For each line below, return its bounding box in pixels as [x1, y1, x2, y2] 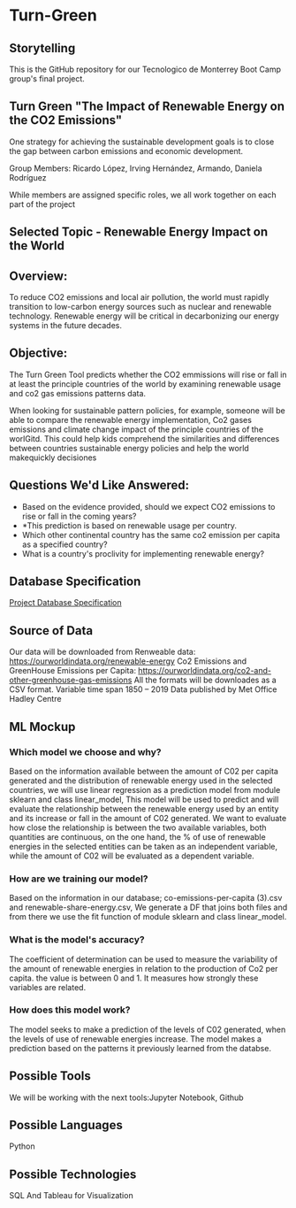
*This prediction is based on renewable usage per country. [21, 519, 237, 531]
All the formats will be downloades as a [133, 674, 277, 686]
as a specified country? [21, 539, 108, 550]
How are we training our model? [9, 873, 148, 885]
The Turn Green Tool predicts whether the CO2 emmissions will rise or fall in [9, 369, 287, 380]
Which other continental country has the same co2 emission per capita [21, 529, 281, 540]
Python [9, 1141, 35, 1151]
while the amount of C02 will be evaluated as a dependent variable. [9, 850, 254, 861]
